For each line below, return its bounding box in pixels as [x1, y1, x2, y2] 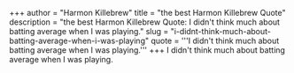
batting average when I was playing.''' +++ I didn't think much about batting [9, 45, 286, 55]
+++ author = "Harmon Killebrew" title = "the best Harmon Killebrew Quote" [9, 8, 286, 18]
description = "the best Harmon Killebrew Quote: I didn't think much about [9, 17, 281, 27]
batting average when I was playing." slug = [9, 26, 169, 36]
